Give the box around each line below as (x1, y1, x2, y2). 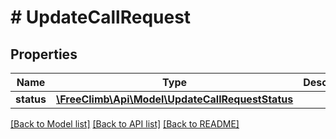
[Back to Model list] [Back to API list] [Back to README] (10, 118, 240, 130)
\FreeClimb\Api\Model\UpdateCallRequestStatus (55, 92, 294, 106)
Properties (10, 46, 78, 63)
